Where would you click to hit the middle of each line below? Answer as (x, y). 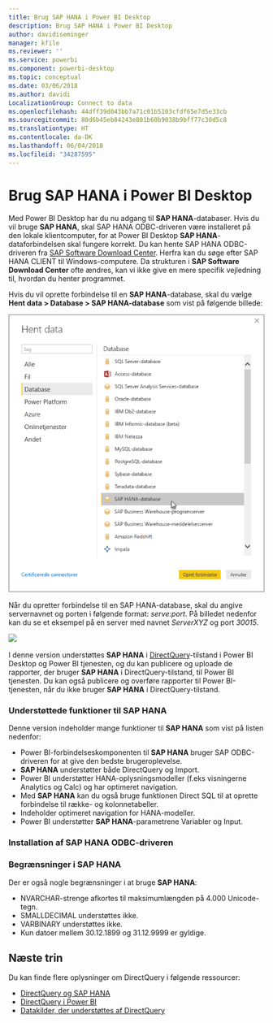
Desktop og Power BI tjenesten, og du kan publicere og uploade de (121, 664)
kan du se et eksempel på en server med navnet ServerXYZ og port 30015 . (134, 622)
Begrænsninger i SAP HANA (65, 865)
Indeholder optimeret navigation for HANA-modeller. (108, 813)
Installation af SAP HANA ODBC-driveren (91, 843)
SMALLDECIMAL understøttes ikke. (79, 915)
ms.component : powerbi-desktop (61, 69)
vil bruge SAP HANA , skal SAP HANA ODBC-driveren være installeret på (130, 227)
